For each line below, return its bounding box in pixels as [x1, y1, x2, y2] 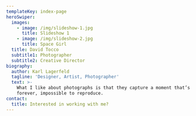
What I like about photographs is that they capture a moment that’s [16, 85, 191, 91]
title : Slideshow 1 [21, 30, 69, 36]
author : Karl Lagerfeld [11, 69, 69, 74]
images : [11, 19, 31, 25]
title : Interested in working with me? [11, 101, 109, 107]
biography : [6, 63, 33, 69]
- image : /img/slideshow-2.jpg [16, 36, 93, 42]
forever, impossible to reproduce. [16, 90, 104, 96]
